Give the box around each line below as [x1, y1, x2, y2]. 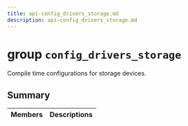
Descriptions [49, 110, 93, 120]
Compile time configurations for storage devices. [7, 69, 147, 78]
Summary [7, 89, 50, 101]
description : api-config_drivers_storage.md [7, 17, 138, 24]
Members [10, 110, 44, 120]
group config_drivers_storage [7, 46, 182, 62]
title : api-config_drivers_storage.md [7, 10, 119, 17]
